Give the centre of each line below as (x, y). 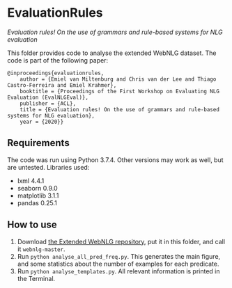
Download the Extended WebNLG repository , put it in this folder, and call (121, 241)
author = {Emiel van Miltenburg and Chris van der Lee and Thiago (118, 79)
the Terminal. (36, 278)
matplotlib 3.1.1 (38, 195)
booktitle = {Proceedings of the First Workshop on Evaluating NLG (119, 91)
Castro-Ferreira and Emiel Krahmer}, (62, 85)
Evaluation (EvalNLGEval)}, (48, 97)
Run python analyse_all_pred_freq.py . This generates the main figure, (119, 256)
